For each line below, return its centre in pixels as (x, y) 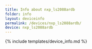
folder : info (18, 14)
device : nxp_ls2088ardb (29, 28)
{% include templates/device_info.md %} (46, 41)
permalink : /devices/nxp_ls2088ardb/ (43, 23)
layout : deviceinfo (25, 18)
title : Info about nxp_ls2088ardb (40, 9)
